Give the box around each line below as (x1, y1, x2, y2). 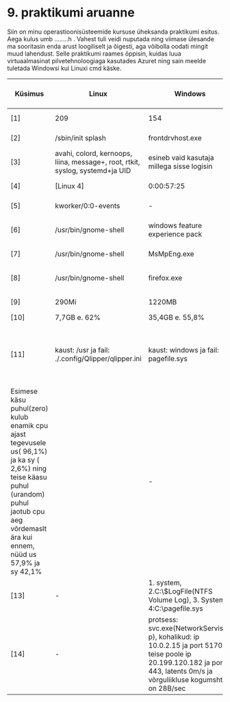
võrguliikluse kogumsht (148, 675, 223, 684)
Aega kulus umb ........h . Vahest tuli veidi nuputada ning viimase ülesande (7, 34, 214, 43)
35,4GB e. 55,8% (148, 313, 205, 322)
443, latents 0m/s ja (148, 666, 213, 676)
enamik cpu (10, 420, 49, 430)
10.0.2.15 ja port (148, 640, 203, 650)
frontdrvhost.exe (148, 133, 202, 142)
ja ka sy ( (10, 455, 40, 464)
